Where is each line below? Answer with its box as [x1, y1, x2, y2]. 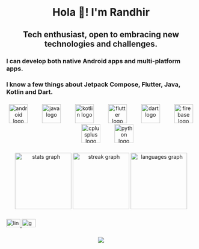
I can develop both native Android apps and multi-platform [6, 57, 181, 65]
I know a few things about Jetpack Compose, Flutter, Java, [6, 81, 181, 89]
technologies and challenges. [44, 38, 158, 49]
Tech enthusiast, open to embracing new [23, 29, 179, 40]
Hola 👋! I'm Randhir [52, 5, 150, 19]
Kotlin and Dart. [6, 88, 53, 96]
